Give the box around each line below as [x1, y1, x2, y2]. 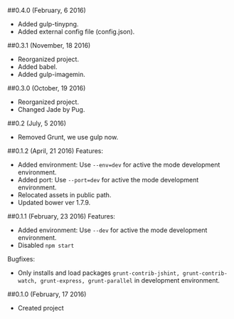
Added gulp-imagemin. [17, 70, 85, 78]
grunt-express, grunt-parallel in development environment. [40, 276, 220, 284]
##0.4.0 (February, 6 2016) [7, 6, 87, 14]
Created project [17, 304, 64, 312]
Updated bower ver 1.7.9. [17, 199, 91, 206]
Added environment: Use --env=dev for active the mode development [17, 160, 220, 169]
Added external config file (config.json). [17, 28, 135, 36]
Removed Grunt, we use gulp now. [17, 133, 119, 141]
